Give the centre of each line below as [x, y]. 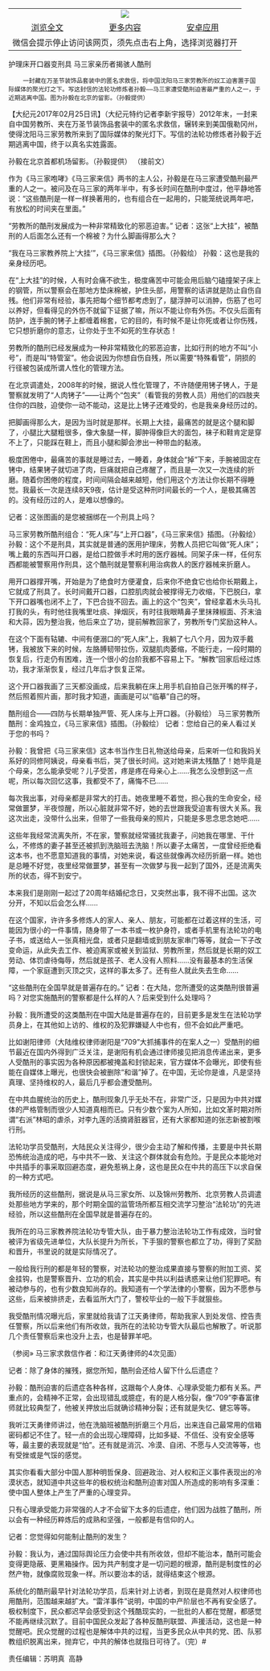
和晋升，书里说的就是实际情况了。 [65, 1251]
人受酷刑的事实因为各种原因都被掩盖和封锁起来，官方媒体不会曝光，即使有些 [135, 1062]
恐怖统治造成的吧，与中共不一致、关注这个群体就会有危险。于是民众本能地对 [135, 1157]
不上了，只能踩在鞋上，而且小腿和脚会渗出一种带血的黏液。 [107, 442]
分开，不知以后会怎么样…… [53, 903]
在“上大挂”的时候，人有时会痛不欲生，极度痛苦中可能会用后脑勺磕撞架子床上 [135, 280]
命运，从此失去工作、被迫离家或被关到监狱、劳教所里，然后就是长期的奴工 [138, 950]
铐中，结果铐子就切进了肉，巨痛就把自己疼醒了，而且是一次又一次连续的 [128, 470]
